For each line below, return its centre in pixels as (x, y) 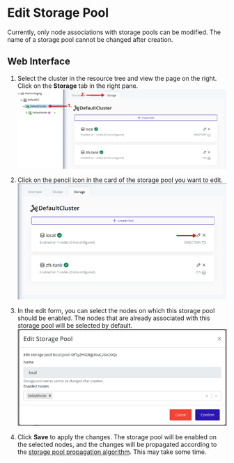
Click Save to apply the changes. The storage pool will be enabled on (117, 437)
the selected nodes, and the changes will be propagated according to (117, 445)
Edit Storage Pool (58, 13)
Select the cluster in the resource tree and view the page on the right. (117, 78)
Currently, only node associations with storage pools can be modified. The (114, 32)
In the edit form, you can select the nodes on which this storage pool (116, 311)
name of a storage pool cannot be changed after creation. (90, 39)
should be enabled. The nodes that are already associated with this (114, 318)
